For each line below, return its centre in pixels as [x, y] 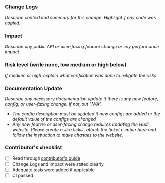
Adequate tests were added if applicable [53, 170]
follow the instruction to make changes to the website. [68, 135]
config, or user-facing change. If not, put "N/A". [54, 104]
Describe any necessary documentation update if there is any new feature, [82, 99]
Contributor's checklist [34, 148]
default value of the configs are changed [54, 119]
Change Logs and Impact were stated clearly [58, 164]
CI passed [22, 175]
